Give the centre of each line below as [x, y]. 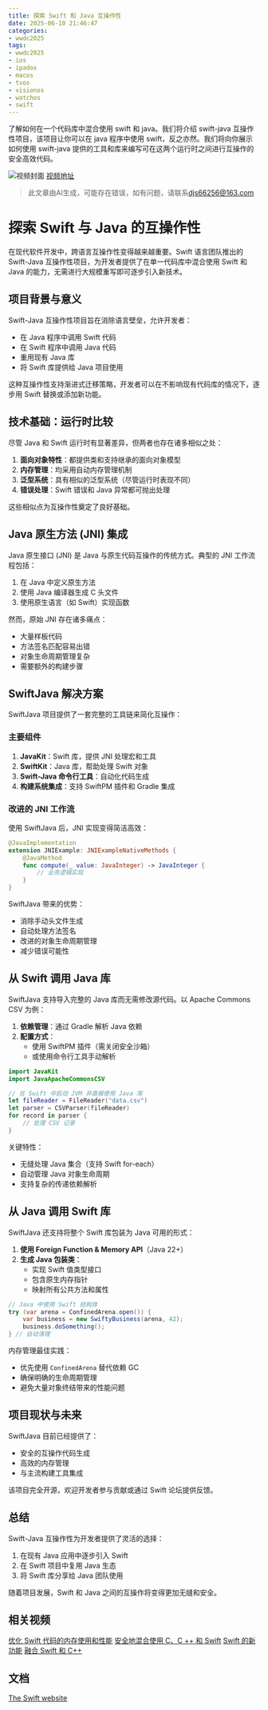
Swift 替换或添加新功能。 [65, 394]
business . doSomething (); [64, 1327]
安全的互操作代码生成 [55, 1452]
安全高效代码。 [33, 159]
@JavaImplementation [43, 843]
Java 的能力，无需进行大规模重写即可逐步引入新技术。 [98, 272]
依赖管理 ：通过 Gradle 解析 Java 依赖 [81, 1026]
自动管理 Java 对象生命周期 [65, 1174]
